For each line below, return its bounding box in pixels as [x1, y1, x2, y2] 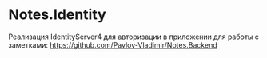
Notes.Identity [8, 6, 106, 24]
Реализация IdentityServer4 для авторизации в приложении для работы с [8, 32, 260, 41]
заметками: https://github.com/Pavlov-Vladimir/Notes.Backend [8, 40, 217, 49]
